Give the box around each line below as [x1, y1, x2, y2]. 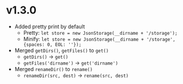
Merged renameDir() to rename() [14, 65, 93, 72]
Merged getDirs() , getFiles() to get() [14, 46, 109, 53]
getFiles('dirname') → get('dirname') [23, 59, 118, 66]
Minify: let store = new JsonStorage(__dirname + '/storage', [23, 35, 176, 42]
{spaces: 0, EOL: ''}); [23, 42, 82, 48]
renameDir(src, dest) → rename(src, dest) [23, 72, 129, 79]
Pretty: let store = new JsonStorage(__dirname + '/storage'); [23, 29, 178, 36]
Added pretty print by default [14, 23, 85, 30]
